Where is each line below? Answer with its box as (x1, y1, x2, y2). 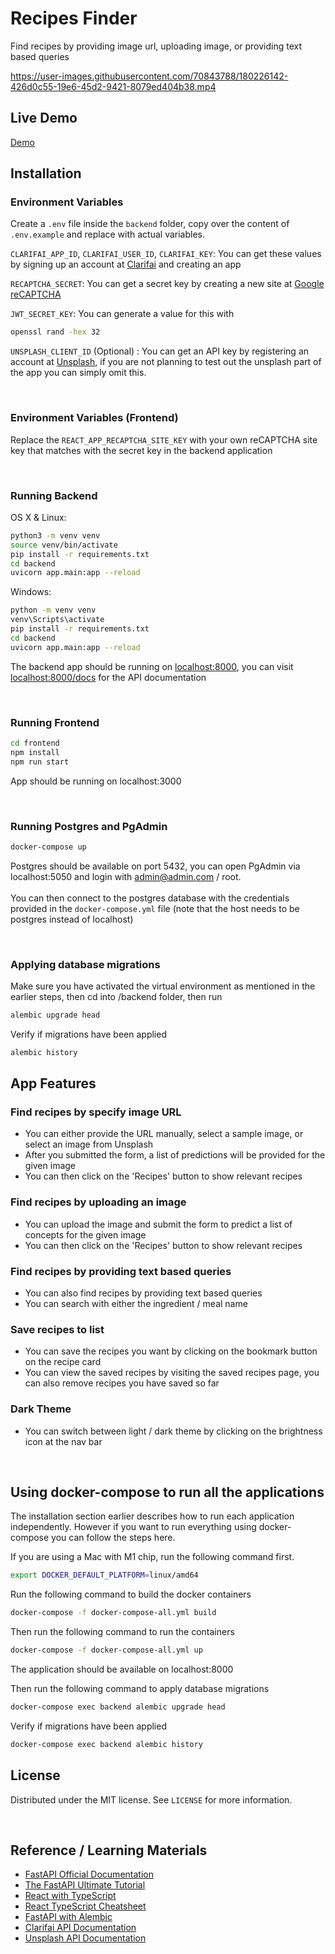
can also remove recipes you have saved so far (24, 1377, 220, 1389)
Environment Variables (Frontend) (10, 411, 179, 425)
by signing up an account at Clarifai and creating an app (10, 258, 242, 271)
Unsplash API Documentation (24, 1932, 147, 1944)
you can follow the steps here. (51, 1532, 176, 1544)
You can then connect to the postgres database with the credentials (10, 892, 290, 904)
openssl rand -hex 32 (10, 327, 101, 337)
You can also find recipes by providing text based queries (24, 1287, 263, 1299)
